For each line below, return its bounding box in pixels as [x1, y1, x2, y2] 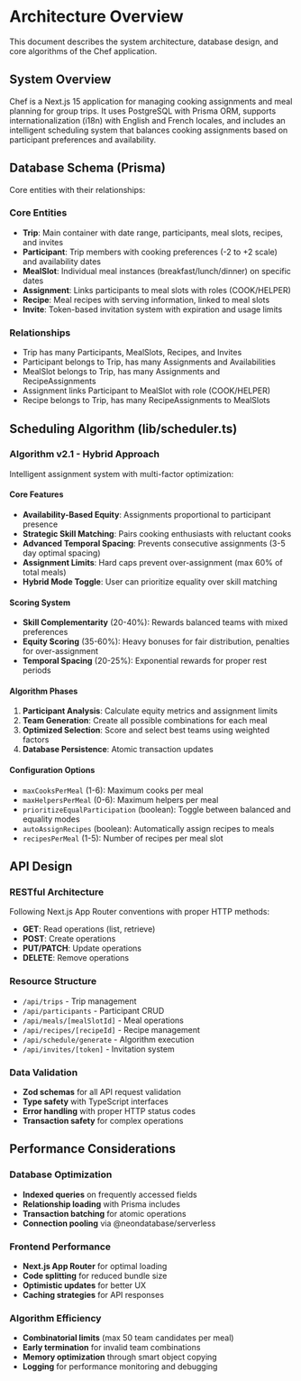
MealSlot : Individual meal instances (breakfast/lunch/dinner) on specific [22, 265, 291, 276]
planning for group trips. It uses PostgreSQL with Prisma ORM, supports [9, 106, 277, 116]
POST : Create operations [22, 934, 116, 944]
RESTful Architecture [9, 886, 105, 898]
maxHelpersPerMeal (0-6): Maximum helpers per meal [22, 794, 219, 805]
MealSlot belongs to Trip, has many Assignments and [22, 366, 221, 377]
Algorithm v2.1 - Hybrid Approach [9, 448, 160, 461]
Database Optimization [9, 1168, 113, 1181]
